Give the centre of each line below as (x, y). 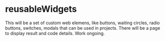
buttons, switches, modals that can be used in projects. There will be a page (83, 28)
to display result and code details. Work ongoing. (55, 33)
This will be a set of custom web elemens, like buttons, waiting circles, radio (82, 23)
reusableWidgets (41, 9)
